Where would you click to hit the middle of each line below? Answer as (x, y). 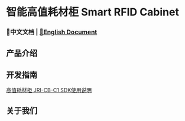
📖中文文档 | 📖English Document (52, 32)
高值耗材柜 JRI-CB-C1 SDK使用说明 (49, 90)
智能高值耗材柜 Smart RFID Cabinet (92, 12)
